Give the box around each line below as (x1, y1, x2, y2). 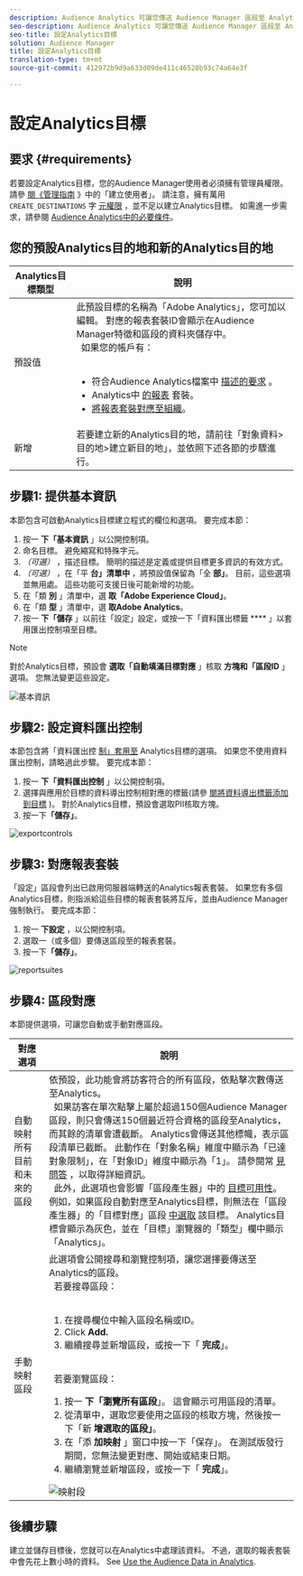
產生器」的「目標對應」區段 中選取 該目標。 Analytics (49, 1208, 277, 1221)
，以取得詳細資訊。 (69, 1168, 151, 1180)
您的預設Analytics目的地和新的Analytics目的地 (9, 240, 273, 256)
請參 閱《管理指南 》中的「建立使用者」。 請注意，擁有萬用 (9, 189, 225, 200)
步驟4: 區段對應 (9, 993, 96, 1008)
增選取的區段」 (93, 1422, 153, 1434)
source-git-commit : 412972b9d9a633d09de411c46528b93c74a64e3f (9, 64, 248, 73)
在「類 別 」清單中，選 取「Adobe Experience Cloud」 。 (22, 590, 232, 601)
